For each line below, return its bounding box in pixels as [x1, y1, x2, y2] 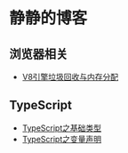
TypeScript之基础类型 [21, 122, 102, 133]
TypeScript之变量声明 [21, 133, 102, 144]
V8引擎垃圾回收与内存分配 [21, 72, 119, 82]
